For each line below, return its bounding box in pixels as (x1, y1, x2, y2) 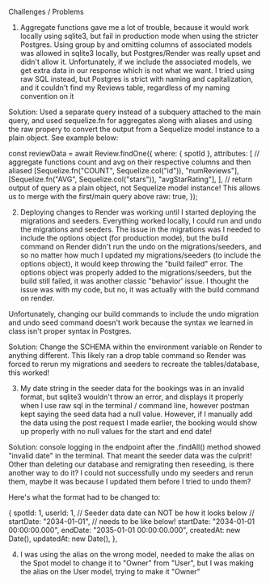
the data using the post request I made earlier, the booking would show (19, 418, 258, 428)
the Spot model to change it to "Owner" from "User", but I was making (19, 558, 255, 568)
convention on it (19, 92, 74, 100)
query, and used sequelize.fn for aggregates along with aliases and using (8, 116, 253, 125)
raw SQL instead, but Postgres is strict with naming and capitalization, (19, 75, 254, 83)
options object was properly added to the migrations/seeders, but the (19, 267, 252, 277)
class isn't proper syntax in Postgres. (8, 326, 132, 335)
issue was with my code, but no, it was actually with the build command (19, 285, 259, 294)
